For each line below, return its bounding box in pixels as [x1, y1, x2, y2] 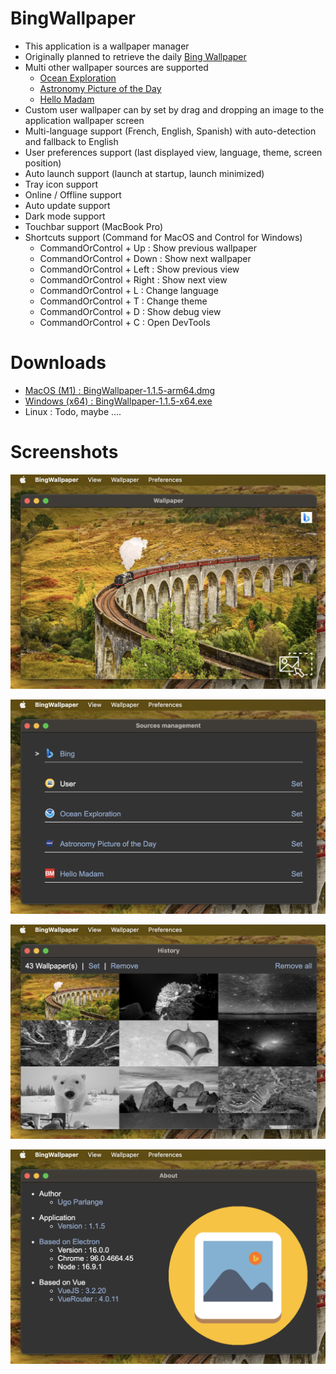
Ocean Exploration [39, 72, 117, 84]
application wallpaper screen [24, 114, 145, 126]
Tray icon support [24, 178, 99, 190]
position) [24, 157, 62, 169]
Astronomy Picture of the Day [39, 82, 162, 94]
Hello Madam [39, 93, 95, 105]
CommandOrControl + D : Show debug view [39, 305, 222, 317]
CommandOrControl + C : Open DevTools [39, 316, 211, 328]
